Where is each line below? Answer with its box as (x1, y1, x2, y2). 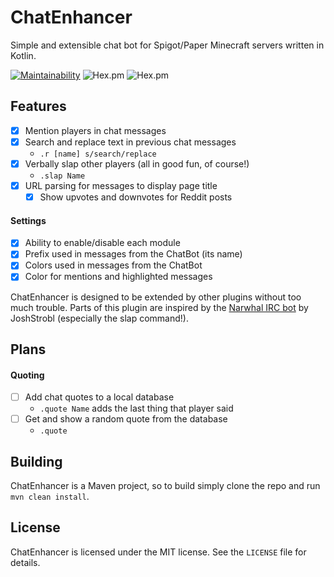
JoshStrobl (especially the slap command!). (10, 312, 189, 324)
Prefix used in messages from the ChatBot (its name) (24, 248, 243, 260)
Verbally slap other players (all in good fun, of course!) (24, 157, 250, 170)
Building (10, 453, 63, 470)
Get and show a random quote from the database (24, 413, 228, 425)
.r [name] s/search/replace (39, 149, 157, 159)
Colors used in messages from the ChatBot (24, 259, 203, 271)
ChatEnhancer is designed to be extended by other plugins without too (10, 291, 302, 303)
